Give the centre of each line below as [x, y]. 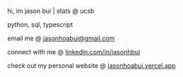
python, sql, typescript [40, 24]
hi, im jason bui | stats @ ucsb [51, 11]
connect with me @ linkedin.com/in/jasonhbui [74, 52]
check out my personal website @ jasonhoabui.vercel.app [91, 66]
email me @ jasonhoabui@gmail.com [61, 38]
